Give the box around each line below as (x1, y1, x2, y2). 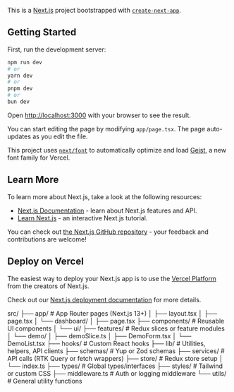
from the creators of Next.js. (7, 282, 90, 290)
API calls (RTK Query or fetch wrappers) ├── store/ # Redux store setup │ (7, 354, 223, 362)
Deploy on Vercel (7, 256, 85, 268)
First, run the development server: (7, 45, 106, 54)
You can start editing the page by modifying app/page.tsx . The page (7, 124, 206, 133)
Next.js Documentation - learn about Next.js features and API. (17, 206, 197, 215)
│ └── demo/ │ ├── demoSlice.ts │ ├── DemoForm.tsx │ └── (7, 331, 192, 340)
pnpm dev (7, 85, 33, 93)
